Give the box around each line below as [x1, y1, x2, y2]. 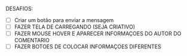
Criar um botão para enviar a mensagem [14, 17, 114, 23]
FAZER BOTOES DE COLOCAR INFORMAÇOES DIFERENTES [14, 43, 162, 50]
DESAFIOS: [5, 5, 33, 12]
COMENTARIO [14, 37, 50, 44]
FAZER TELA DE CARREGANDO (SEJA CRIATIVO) [14, 23, 136, 30]
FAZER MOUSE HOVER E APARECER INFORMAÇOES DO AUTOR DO [14, 30, 182, 38]
